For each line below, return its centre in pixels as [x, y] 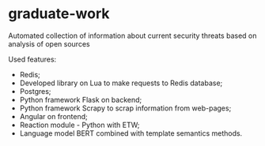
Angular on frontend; [54, 116]
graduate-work [59, 14]
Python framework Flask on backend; [81, 99]
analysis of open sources [49, 43]
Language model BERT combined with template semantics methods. [131, 133]
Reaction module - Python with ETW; [79, 125]
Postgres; [35, 91]
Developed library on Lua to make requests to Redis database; [121, 83]
